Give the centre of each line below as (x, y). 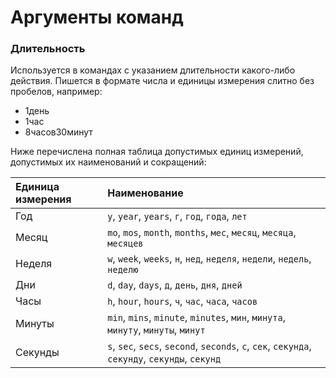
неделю (123, 270)
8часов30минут (58, 132)
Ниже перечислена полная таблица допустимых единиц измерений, (157, 152)
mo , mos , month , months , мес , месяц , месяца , (202, 233)
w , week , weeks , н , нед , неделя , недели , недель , (209, 259)
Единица (37, 187)
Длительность (48, 49)
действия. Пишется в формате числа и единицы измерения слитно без (162, 81)
